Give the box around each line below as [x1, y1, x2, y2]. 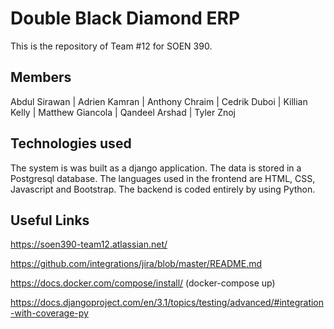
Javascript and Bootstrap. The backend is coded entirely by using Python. [10, 183, 316, 195]
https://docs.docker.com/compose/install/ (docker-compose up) [10, 277, 276, 289]
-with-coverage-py [10, 307, 89, 319]
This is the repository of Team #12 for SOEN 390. [10, 40, 213, 52]
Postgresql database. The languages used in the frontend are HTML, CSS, [10, 172, 316, 184]
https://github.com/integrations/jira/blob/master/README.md [10, 258, 263, 270]
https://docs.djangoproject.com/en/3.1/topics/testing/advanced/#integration [10, 297, 325, 309]
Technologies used [10, 135, 132, 152]
